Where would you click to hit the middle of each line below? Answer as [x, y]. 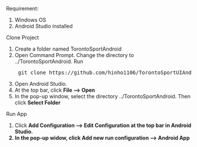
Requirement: [22, 9]
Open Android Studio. [41, 84]
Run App [17, 114]
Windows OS [30, 20]
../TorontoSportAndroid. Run [49, 61]
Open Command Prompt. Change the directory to [74, 55]
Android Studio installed [44, 26]
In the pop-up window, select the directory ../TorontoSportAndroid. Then [103, 96]
